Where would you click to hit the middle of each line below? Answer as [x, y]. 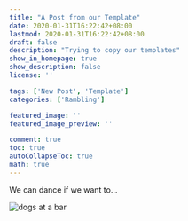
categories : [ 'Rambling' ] [57, 99]
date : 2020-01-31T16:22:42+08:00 [71, 26]
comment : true [35, 140]
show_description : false [55, 67]
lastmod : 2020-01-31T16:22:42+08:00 [77, 34]
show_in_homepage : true [53, 59]
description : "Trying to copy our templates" [94, 51]
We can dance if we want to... [63, 189]
